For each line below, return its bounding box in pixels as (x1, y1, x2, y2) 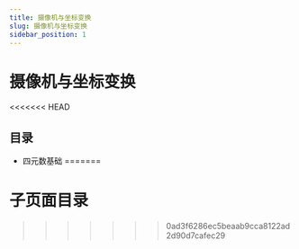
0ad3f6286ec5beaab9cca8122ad (166, 221, 291, 232)
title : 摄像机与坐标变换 (9, 13, 92, 22)
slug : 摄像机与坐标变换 (9, 22, 88, 31)
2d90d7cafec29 (166, 230, 226, 241)
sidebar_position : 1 (9, 30, 87, 39)
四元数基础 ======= (22, 156, 102, 166)
